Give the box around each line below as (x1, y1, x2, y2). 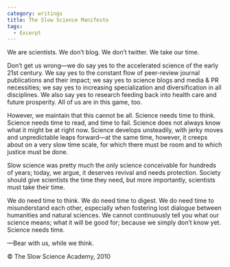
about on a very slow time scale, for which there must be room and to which (7, 140, 222, 149)
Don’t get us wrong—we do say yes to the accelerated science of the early (7, 61, 218, 70)
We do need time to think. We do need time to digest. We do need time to (7, 197, 214, 205)
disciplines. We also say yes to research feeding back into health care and (7, 91, 217, 99)
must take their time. (7, 183, 65, 191)
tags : (7, 23, 23, 30)
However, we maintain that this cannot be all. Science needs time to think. (7, 111, 216, 120)
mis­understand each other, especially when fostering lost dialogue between (7, 204, 222, 212)
